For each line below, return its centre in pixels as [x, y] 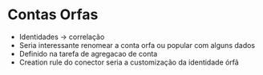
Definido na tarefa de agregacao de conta [88, 53]
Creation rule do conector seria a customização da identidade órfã [129, 62]
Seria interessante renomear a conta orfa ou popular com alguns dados [137, 45]
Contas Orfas [53, 15]
